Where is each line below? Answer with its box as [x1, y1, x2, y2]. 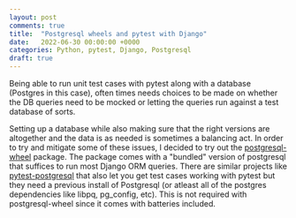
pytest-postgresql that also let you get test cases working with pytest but [9, 170, 276, 181]
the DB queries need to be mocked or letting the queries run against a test [9, 97, 279, 107]
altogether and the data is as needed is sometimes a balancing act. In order [9, 133, 285, 143]
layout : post [9, 12, 57, 22]
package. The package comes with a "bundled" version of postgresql [33, 152, 286, 162]
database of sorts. [9, 107, 76, 117]
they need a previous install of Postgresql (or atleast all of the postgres [9, 180, 267, 190]
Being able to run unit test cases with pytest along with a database [9, 79, 252, 88]
